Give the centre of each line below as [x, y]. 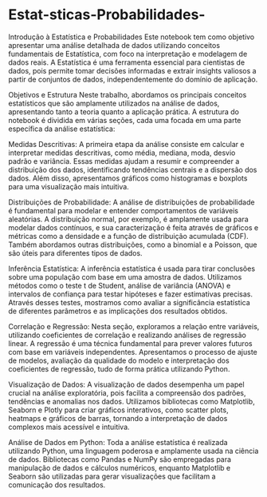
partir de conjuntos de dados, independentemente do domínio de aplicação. [133, 79]
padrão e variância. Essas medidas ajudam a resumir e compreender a [124, 161]
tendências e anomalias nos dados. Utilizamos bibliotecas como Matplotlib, [132, 401]
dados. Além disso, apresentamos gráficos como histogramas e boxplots [128, 178]
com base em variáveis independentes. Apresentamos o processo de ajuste [133, 352]
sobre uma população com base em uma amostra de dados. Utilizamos [125, 276]
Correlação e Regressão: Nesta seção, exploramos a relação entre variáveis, [134, 326]
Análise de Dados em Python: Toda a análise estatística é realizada [118, 442]
